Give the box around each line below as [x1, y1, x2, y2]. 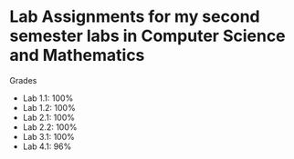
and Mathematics [9, 45, 145, 65]
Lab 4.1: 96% [22, 141, 72, 152]
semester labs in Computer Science [9, 25, 286, 46]
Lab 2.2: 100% [22, 121, 78, 133]
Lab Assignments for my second [9, 6, 260, 27]
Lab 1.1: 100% [22, 93, 74, 104]
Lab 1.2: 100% [22, 102, 76, 113]
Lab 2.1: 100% [22, 112, 76, 123]
